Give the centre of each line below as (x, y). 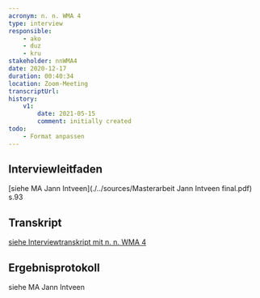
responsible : (30, 31)
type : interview (36, 23)
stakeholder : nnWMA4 (43, 62)
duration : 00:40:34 (41, 76)
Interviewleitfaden (56, 170)
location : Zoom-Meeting (48, 83)
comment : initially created (84, 121)
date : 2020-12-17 (38, 69)
